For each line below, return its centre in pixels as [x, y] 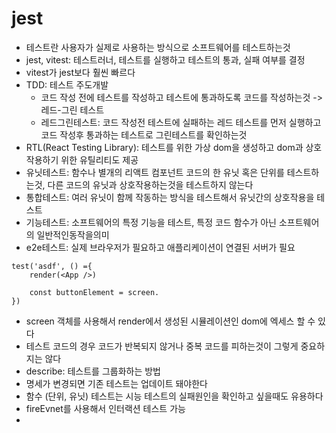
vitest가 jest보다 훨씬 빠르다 [80, 72]
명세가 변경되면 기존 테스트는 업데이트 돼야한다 [116, 383]
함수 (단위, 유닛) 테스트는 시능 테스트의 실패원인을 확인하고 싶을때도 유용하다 [174, 396]
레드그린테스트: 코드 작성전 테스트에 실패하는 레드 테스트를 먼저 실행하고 [181, 122]
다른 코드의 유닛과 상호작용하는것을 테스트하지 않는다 [150, 184]
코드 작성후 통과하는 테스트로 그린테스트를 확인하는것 [144, 134]
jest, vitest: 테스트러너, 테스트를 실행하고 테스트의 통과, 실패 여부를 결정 [165, 59]
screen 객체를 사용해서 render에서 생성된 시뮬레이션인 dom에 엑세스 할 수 [170, 321]
